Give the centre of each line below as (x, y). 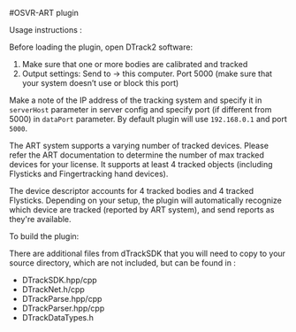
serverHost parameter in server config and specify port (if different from (140, 109)
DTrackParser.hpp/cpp (63, 308)
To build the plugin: (44, 236)
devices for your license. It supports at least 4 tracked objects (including (141, 164)
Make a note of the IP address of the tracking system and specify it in (136, 100)
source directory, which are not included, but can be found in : (123, 263)
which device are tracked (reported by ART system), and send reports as (142, 210)
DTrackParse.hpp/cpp (62, 299)
